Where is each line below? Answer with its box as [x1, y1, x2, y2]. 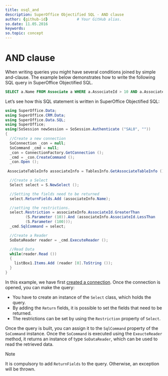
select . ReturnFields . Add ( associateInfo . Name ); [9, 196, 111, 201]
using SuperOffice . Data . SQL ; [5, 117, 66, 122]
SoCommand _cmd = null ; [9, 145, 59, 151]
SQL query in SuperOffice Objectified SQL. [5, 79, 93, 85]
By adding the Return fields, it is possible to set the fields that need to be [12, 305, 162, 311]
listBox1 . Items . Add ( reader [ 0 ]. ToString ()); [14, 261, 113, 266]
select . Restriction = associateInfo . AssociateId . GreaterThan [9, 210, 140, 215]
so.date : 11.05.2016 [5, 21, 48, 27]
